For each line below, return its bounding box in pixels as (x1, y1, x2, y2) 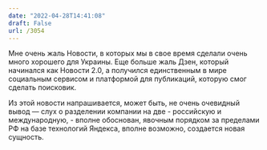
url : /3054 (8, 26, 45, 34)
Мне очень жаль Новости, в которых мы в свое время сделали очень (8, 49, 248, 59)
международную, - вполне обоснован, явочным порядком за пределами (8, 116, 260, 125)
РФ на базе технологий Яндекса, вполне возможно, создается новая (8, 124, 245, 133)
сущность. (8, 132, 44, 142)
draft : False (8, 19, 52, 27)
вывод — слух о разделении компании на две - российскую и (8, 107, 222, 116)
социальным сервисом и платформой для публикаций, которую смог (8, 74, 247, 84)
